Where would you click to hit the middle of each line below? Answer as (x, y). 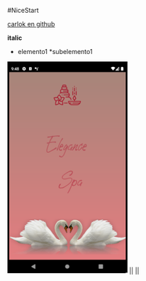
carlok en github (31, 24)
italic (15, 38)
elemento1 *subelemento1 (55, 52)
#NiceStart (23, 10)
